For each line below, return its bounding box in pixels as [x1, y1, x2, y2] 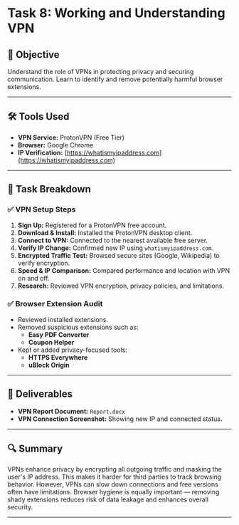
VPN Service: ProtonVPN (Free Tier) [17, 133, 125, 142]
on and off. [17, 274, 50, 282]
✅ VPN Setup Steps [7, 204, 76, 214]
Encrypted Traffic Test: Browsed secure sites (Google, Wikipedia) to [17, 251, 220, 259]
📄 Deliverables [7, 388, 73, 400]
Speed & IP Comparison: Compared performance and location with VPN [17, 266, 230, 275]
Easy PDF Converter [28, 330, 90, 339]
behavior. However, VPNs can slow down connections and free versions [7, 480, 218, 489]
